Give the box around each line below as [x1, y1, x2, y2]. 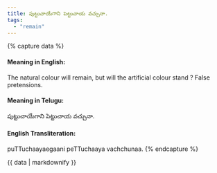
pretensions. [7, 80, 43, 89]
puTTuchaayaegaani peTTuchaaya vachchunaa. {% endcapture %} [7, 145, 199, 153]
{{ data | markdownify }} [7, 158, 77, 166]
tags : [7, 17, 23, 24]
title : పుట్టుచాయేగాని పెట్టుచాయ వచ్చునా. [7, 10, 109, 17]
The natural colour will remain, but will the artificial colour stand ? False [7, 73, 210, 82]
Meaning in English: [7, 57, 66, 66]
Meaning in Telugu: [7, 96, 64, 104]
